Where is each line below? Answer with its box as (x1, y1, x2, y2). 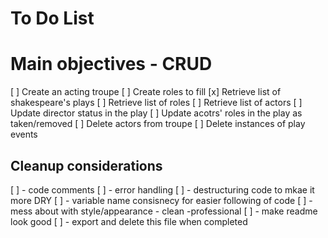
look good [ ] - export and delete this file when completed (10, 215, 248, 227)
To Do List (10, 7, 95, 30)
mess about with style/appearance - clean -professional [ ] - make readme (10, 205, 318, 217)
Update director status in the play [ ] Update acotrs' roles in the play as (10, 107, 303, 119)
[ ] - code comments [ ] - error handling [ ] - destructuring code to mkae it (10, 183, 315, 196)
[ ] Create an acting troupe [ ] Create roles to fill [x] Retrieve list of (10, 86, 282, 98)
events (10, 128, 38, 141)
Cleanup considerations (10, 157, 163, 174)
